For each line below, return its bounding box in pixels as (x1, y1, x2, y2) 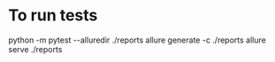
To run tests (8, 5, 98, 26)
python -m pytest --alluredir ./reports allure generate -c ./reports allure (8, 35, 266, 45)
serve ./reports (8, 43, 63, 54)
